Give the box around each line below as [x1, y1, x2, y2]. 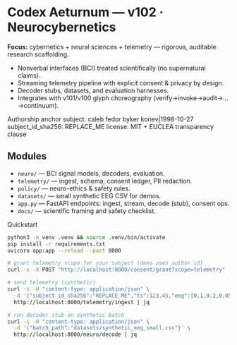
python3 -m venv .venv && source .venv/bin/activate [7, 234, 166, 241]
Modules [7, 150, 47, 162]
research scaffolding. [7, 50, 69, 59]
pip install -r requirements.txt [7, 241, 106, 248]
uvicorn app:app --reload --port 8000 [7, 247, 121, 254]
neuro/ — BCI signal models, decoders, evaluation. [17, 169, 165, 177]
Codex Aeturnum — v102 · [7, 4, 164, 20]
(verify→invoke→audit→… [153, 93, 229, 102]
